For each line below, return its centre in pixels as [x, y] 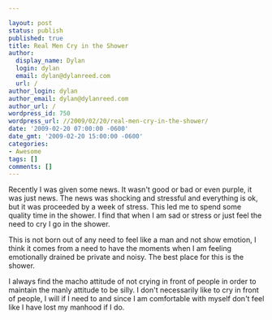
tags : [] [23, 159]
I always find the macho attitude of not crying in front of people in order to [133, 282]
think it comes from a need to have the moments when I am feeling [120, 249]
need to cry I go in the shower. [59, 224]
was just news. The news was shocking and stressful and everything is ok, [133, 198]
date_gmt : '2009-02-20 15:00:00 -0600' [76, 136]
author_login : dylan [43, 91]
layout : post [30, 23]
